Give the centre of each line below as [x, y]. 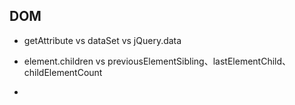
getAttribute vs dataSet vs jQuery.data [102, 40]
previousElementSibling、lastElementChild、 [199, 61]
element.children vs [64, 61]
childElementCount [63, 72]
